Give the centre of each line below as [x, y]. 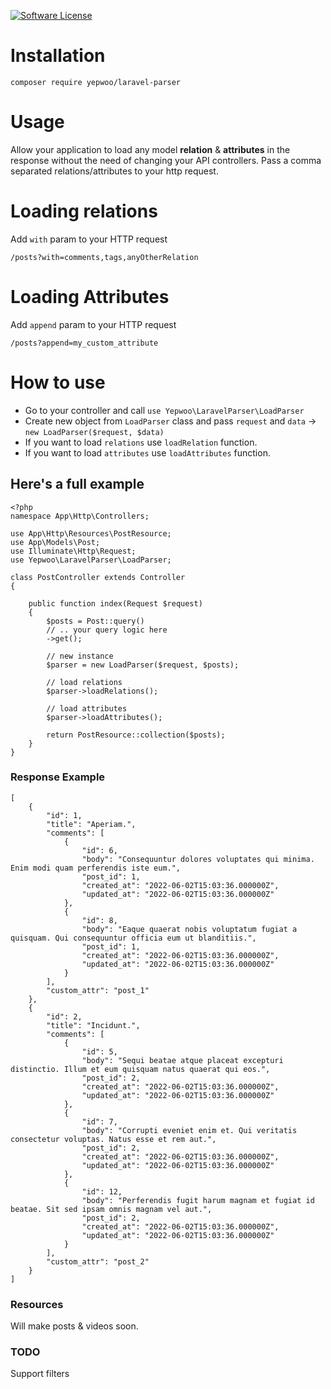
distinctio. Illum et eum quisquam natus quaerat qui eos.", [140, 1069]
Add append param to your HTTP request [93, 324]
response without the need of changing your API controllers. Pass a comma [166, 160]
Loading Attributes [90, 297]
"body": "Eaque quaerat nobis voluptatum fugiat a [189, 929]
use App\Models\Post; [55, 542]
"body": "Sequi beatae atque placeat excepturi [182, 1060]
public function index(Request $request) [115, 603]
